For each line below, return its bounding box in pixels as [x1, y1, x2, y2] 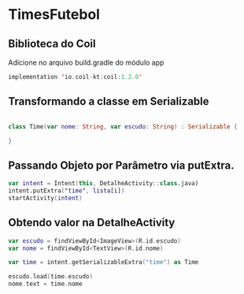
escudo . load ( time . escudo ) [8, 273, 93, 281]
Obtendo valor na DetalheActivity [8, 216, 176, 229]
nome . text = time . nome [8, 280, 83, 288]
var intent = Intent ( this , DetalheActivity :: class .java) [8, 180, 199, 188]
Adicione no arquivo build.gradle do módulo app [8, 58, 165, 67]
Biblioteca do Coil [8, 37, 96, 50]
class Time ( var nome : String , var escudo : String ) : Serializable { [8, 122, 238, 131]
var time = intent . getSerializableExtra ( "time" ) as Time [8, 259, 199, 266]
